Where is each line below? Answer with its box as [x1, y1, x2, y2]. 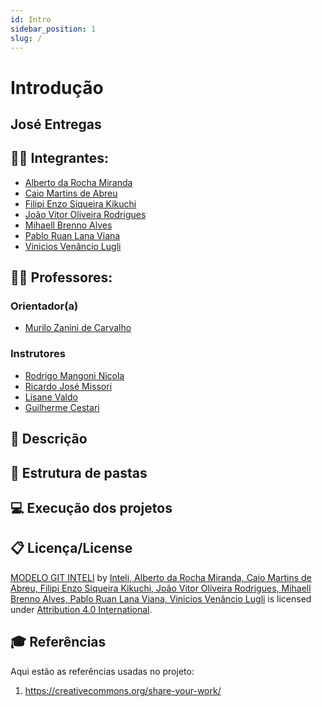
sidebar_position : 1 [10, 24, 97, 34]
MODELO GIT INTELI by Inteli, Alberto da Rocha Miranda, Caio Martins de [10, 571, 312, 583]
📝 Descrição [10, 431, 88, 448]
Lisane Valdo [24, 391, 78, 403]
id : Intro [10, 14, 52, 25]
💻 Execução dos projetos [10, 499, 173, 516]
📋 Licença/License [10, 540, 133, 557]
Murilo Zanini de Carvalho [24, 322, 132, 334]
